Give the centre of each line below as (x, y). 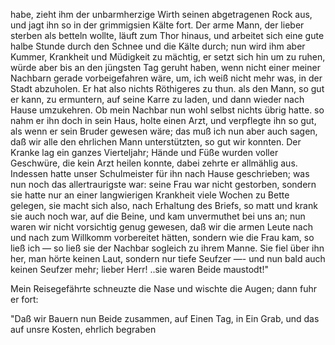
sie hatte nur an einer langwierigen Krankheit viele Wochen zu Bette (150, 195)
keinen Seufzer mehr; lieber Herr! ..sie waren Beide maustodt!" (139, 269)
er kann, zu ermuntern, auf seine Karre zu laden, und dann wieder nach (157, 99)
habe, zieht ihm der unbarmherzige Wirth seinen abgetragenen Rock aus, (161, 14)
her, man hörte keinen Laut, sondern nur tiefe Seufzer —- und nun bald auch (168, 258)
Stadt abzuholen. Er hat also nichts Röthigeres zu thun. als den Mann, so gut (167, 88)
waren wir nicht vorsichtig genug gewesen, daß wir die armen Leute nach (161, 227)
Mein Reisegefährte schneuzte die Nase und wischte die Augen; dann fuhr (164, 288)
